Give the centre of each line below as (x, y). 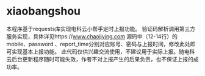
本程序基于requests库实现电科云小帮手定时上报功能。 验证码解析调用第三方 (101, 29)
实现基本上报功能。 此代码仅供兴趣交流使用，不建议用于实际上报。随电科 (103, 51)
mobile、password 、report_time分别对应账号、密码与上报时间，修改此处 (98, 44)
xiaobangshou (44, 11)
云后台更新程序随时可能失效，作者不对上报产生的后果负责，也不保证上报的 (100, 59)
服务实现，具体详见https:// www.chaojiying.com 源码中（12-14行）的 (92, 36)
